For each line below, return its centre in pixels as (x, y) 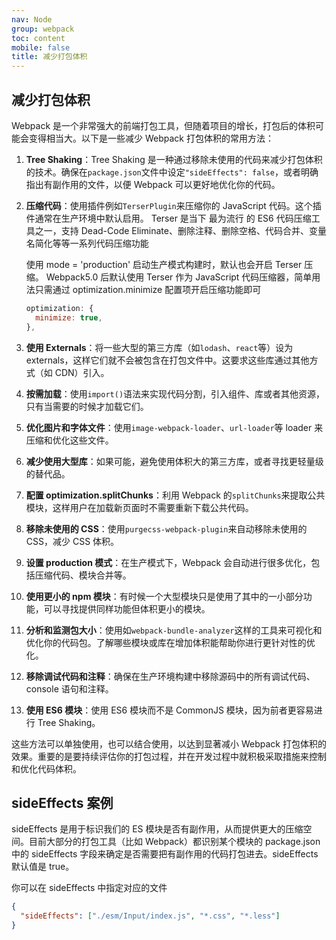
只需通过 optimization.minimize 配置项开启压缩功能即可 (148, 289)
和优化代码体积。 (46, 768)
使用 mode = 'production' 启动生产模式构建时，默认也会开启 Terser (164, 264)
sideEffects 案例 (62, 802)
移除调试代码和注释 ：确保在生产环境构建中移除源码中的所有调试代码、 (170, 676)
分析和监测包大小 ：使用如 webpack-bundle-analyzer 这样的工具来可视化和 (174, 630)
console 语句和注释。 (69, 688)
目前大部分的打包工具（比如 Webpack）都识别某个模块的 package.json (174, 842)
